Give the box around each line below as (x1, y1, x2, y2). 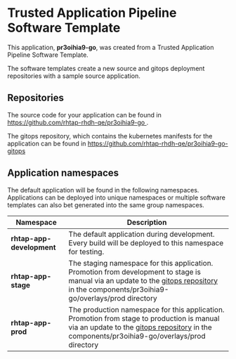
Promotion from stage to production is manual (68, 313, 220, 323)
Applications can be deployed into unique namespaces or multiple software (7, 193, 226, 202)
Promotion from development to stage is (68, 267, 202, 277)
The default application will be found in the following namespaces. (7, 185, 199, 194)
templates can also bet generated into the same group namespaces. (7, 200, 205, 209)
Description (126, 217, 167, 227)
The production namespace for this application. (68, 304, 225, 314)
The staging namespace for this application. (68, 258, 214, 268)
